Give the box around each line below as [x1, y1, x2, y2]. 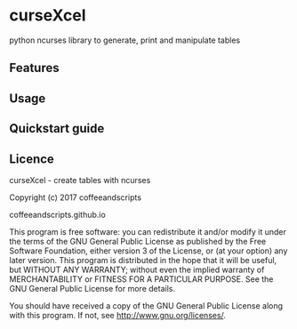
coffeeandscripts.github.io [9, 209, 107, 220]
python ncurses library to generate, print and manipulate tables [9, 35, 241, 45]
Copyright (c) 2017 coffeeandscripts [9, 192, 142, 203]
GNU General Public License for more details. [9, 283, 176, 293]
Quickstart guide [9, 121, 105, 136]
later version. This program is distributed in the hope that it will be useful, [9, 254, 277, 265]
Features [9, 60, 60, 76]
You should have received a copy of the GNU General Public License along [9, 300, 283, 311]
